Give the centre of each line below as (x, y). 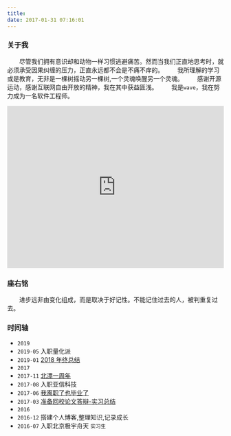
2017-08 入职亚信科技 (47, 385)
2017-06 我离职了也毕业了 (53, 393)
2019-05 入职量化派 (44, 352)
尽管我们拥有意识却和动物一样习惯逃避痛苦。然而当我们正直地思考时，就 (121, 61)
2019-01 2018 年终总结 (48, 360)
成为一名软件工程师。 (43, 95)
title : (16, 13)
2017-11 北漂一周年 (44, 376)
